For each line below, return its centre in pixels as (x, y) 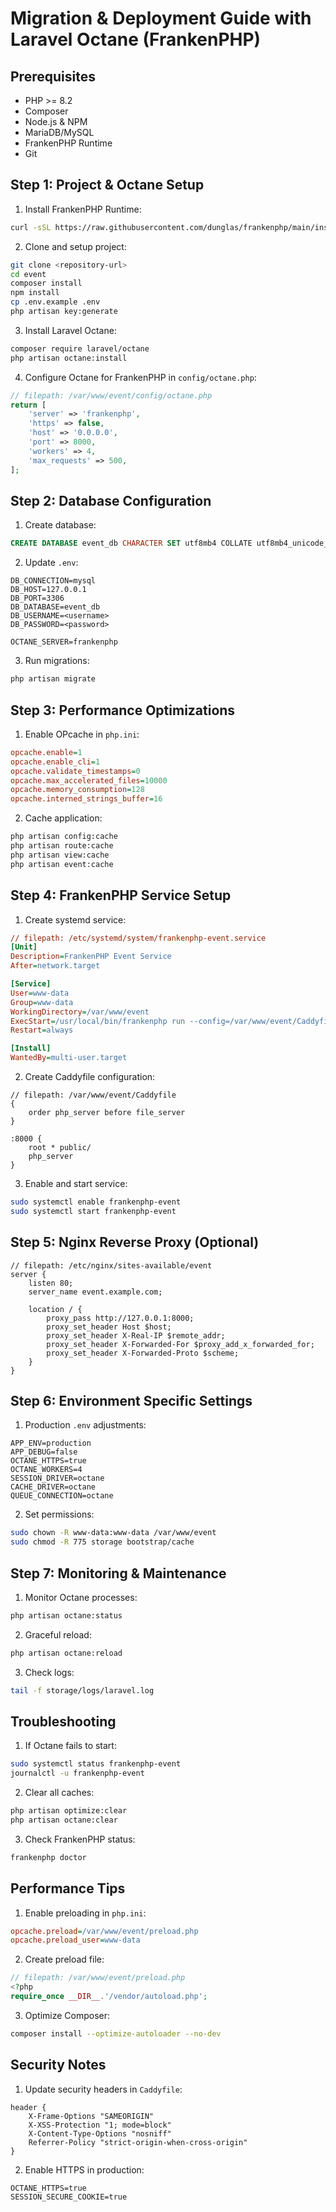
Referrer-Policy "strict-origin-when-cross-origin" (138, 2142)
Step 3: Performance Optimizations (123, 710)
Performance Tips (68, 1888)
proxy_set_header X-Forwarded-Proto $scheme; (143, 1353)
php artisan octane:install (69, 358)
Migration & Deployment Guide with (161, 18)
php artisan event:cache (62, 864)
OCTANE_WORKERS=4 (46, 1470)
